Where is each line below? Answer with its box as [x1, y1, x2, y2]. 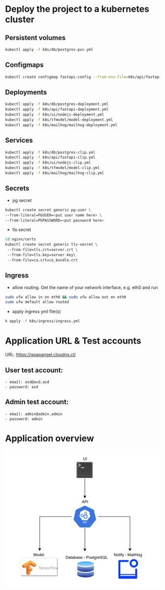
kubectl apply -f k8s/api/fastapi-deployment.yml [5, 107, 109, 112]
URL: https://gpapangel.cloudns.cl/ [5, 352, 76, 358]
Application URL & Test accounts [5, 335, 141, 347]
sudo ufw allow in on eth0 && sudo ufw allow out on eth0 [5, 295, 126, 299]
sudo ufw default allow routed [5, 299, 69, 305]
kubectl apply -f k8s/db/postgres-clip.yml [5, 150, 96, 155]
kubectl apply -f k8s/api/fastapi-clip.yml [5, 155, 96, 160]
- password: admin [5, 416, 43, 422]
